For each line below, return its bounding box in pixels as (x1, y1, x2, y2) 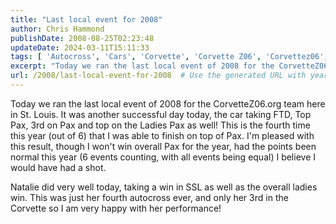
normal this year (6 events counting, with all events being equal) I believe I (10, 151, 316, 163)
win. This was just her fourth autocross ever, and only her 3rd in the (10, 191, 289, 203)
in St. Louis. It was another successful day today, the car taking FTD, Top (10, 108, 312, 120)
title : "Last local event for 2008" (10, 14, 163, 25)
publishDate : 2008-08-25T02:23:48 (10, 33, 155, 43)
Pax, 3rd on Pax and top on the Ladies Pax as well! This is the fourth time (10, 119, 311, 131)
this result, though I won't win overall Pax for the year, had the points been (10, 140, 317, 152)
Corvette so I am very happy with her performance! (10, 202, 222, 214)
